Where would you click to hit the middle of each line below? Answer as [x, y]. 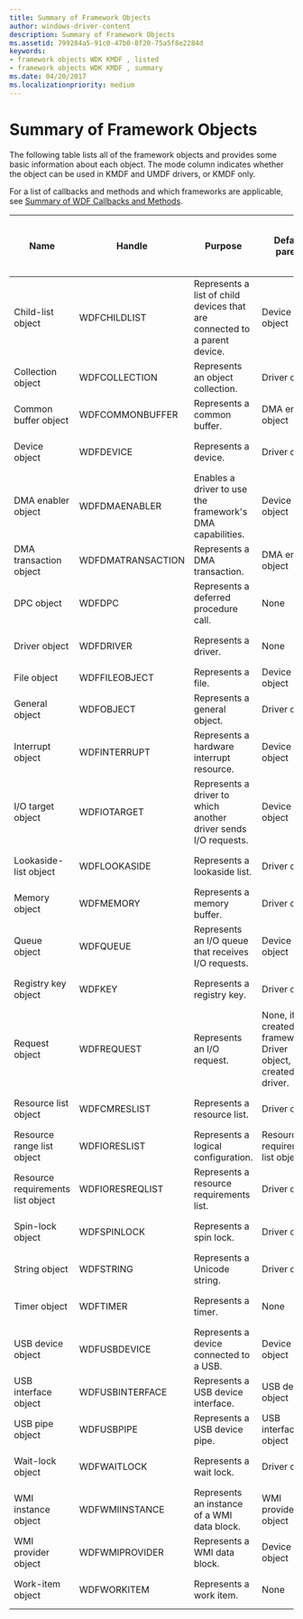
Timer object [41, 1306]
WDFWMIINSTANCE [122, 1509]
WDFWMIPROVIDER [121, 1552]
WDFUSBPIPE [108, 1429]
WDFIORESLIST [112, 1146]
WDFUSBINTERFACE [123, 1391]
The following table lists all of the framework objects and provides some [143, 154]
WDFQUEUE [105, 946]
